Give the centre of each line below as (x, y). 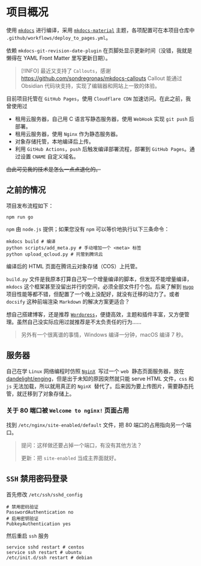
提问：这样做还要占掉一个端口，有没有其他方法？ (81, 445)
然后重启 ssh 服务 (28, 535)
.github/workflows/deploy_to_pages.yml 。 (58, 37)
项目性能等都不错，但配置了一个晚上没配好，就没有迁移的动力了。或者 (93, 294)
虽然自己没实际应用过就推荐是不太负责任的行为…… (79, 322)
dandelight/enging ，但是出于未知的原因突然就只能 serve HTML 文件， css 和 (100, 378)
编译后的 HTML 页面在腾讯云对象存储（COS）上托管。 (73, 266)
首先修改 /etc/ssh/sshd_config (44, 494)
